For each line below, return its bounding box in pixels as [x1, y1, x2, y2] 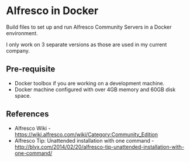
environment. [6, 29, 38, 36]
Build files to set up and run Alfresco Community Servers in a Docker [6, 23, 172, 30]
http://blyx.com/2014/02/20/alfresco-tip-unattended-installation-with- [14, 143, 185, 150]
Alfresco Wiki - [14, 125, 51, 132]
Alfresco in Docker [6, 4, 99, 18]
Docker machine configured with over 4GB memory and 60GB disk [14, 86, 176, 93]
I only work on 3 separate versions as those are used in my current [6, 41, 167, 48]
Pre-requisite [6, 64, 56, 74]
